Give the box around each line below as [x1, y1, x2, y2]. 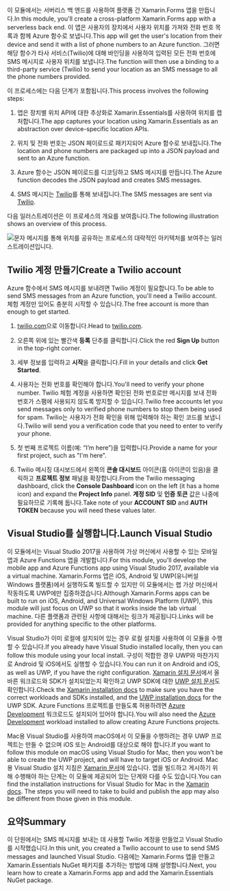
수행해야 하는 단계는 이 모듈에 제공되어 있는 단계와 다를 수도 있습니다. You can [14, 772, 221, 780]
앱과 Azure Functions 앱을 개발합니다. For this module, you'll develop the [7, 555, 207, 564]
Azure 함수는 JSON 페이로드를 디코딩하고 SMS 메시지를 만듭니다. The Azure [16, 168, 222, 176]
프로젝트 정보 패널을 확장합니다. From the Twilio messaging [35, 474, 195, 482]
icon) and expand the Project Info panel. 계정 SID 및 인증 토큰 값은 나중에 [16, 489, 219, 498]
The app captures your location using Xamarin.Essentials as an [40, 117, 218, 125]
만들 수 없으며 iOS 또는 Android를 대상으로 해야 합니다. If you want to [25, 740, 211, 748]
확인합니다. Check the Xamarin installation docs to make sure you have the [7, 685, 214, 693]
